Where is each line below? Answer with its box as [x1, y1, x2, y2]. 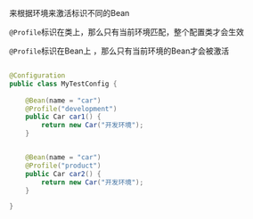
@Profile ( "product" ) [25, 161, 102, 170]
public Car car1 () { [25, 112, 102, 122]
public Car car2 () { [25, 169, 102, 178]
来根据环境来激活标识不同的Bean [9, 8, 130, 18]
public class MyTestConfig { [9, 79, 118, 88]
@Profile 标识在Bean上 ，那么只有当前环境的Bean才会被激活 [9, 45, 230, 56]
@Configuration [9, 71, 66, 80]
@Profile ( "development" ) [25, 104, 118, 113]
